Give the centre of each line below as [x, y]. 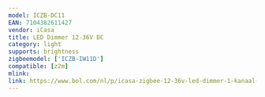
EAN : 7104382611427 [40, 23]
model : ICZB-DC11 [37, 15]
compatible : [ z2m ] [38, 66]
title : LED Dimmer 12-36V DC [56, 37]
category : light [35, 45]
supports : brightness [44, 52]
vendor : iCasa [32, 30]
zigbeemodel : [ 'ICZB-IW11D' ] [56, 59]
